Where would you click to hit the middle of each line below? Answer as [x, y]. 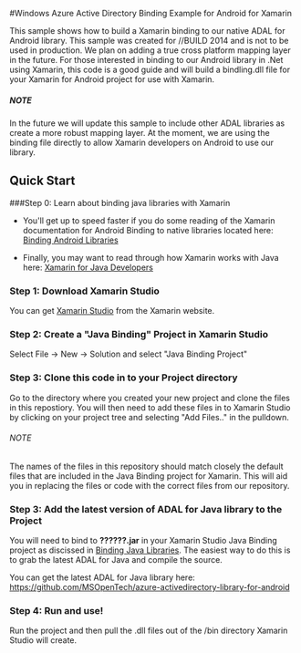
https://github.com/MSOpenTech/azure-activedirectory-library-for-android [150, 587]
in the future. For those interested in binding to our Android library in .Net [146, 60]
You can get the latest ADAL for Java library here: [103, 577]
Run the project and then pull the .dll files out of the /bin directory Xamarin [149, 631]
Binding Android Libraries [70, 240]
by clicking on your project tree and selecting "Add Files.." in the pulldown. [150, 417]
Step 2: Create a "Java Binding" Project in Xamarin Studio [139, 334]
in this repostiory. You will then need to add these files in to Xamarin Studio [150, 407]
